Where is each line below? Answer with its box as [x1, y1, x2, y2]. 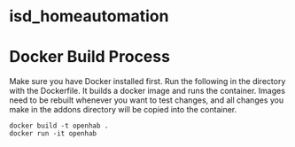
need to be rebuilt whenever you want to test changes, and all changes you [9, 95, 284, 105]
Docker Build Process [9, 47, 171, 67]
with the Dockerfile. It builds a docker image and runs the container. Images [9, 86, 286, 97]
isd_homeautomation [9, 6, 169, 27]
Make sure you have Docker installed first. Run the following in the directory [9, 76, 286, 87]
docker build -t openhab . [9, 121, 109, 130]
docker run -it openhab [9, 129, 97, 138]
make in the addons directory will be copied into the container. [9, 104, 237, 115]
